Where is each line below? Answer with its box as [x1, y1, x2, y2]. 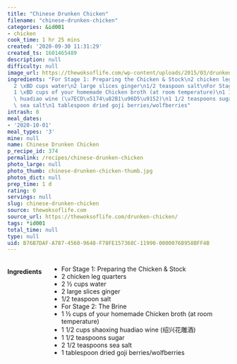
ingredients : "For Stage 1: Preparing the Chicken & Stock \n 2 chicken [7, 75, 219, 83]
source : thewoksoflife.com [7, 207, 87, 214]
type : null [7, 233, 39, 240]
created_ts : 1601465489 [7, 50, 78, 57]
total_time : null [7, 226, 59, 233]
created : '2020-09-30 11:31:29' [7, 43, 102, 50]
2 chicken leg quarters [61, 272, 127, 281]
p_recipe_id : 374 [7, 148, 59, 155]
